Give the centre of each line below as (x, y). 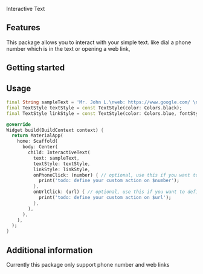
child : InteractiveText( (59, 153)
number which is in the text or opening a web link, (68, 48)
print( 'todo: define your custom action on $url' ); (105, 198)
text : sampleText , (56, 158)
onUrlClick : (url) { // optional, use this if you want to (109, 192)
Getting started (36, 68)
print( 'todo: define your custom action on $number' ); (109, 181)
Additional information (50, 250)
